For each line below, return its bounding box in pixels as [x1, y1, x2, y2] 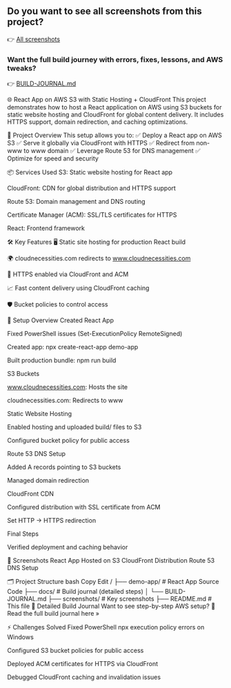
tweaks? [7, 63, 37, 73]
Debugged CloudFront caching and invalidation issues [7, 673, 161, 681]
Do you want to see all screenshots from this [7, 6, 202, 17]
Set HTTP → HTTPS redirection [7, 517, 97, 525]
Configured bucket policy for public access [7, 437, 130, 445]
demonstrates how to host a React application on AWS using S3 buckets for [7, 103, 222, 112]
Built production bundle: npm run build [7, 356, 117, 364]
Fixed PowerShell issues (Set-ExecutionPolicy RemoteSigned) [7, 330, 183, 338]
